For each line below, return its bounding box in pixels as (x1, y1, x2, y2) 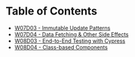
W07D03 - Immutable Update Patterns (14, 24, 111, 32)
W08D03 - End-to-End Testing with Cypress (14, 37, 125, 44)
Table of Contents (5, 4, 97, 18)
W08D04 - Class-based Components (14, 44, 108, 51)
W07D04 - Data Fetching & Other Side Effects (14, 30, 129, 38)
